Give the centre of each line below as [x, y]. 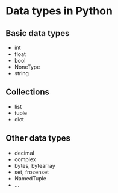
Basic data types [38, 33]
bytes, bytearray [35, 165]
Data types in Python [59, 11]
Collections [27, 92]
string [22, 73]
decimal [24, 153]
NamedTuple [30, 178]
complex [25, 159]
